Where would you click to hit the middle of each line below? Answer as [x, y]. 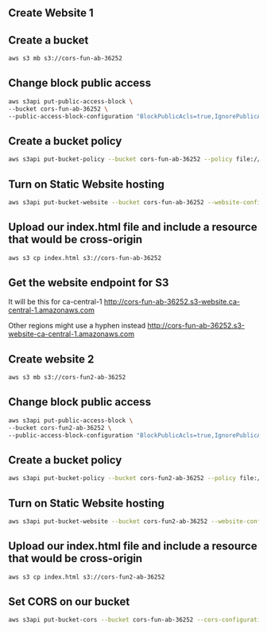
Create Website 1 [51, 13]
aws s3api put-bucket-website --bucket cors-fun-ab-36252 [106, 203]
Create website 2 [51, 359]
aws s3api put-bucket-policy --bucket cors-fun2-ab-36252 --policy [122, 479]
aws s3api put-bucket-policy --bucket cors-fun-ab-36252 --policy [120, 159]
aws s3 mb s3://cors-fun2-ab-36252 [67, 378]
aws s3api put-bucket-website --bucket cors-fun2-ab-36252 [108, 521]
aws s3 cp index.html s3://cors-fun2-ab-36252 [87, 577]
